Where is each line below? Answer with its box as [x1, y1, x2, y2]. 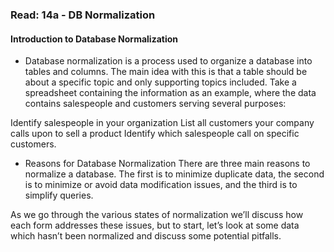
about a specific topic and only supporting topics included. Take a [24, 76, 297, 88]
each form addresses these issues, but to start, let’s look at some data [10, 219, 300, 232]
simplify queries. [24, 189, 94, 202]
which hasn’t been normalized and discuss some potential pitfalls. [10, 230, 282, 242]
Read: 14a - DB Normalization [10, 8, 156, 22]
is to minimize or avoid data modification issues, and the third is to [24, 179, 298, 191]
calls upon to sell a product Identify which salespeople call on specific [10, 128, 300, 140]
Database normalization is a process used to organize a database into [24, 55, 313, 67]
